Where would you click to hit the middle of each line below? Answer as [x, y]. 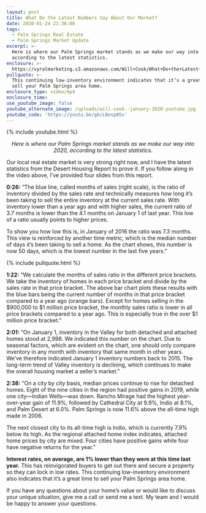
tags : [13, 29]
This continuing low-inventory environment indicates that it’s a [98, 80]
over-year [19, 403]
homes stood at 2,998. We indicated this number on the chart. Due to [94, 339]
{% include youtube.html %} [42, 132]
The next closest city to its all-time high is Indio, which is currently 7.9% [97, 428]
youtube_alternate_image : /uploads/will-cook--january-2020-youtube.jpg [101, 109]
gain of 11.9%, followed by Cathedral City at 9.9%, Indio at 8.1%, [113, 403]
